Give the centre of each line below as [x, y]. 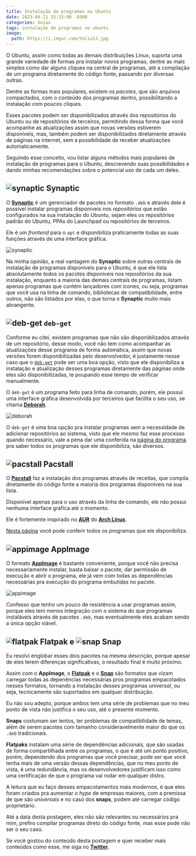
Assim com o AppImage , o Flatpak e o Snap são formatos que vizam [90, 674]
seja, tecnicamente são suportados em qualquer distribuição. [80, 692]
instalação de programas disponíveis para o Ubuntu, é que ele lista [87, 267]
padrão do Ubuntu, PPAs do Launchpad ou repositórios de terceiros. [88, 221]
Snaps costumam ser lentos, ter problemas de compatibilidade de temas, [94, 721]
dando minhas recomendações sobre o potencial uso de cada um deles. [93, 170]
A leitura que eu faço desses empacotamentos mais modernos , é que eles [96, 787]
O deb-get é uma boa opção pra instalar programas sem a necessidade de [96, 427]
